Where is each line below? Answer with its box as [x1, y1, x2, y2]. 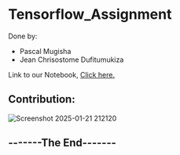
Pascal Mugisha [19, 46, 72, 56]
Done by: [8, 31, 38, 41]
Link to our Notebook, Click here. [8, 70, 116, 79]
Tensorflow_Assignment [8, 5, 172, 23]
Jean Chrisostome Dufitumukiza [19, 55, 124, 64]
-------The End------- [8, 136, 116, 150]
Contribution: [8, 92, 76, 106]
